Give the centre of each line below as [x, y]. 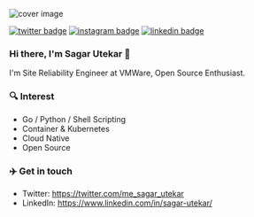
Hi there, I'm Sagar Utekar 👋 [70, 53]
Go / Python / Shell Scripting [74, 119]
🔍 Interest [32, 97]
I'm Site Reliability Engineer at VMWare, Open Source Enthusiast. [127, 73]
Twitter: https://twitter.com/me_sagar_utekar [103, 193]
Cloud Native [46, 138]
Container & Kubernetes [66, 128]
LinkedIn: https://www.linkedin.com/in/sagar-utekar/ [117, 203]
